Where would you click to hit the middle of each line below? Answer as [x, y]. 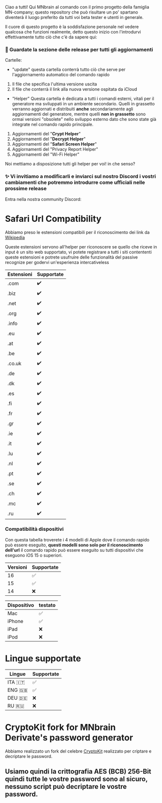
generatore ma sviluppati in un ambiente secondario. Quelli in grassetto [83, 104]
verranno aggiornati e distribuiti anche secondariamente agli [73, 109]
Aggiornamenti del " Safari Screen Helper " [54, 144]
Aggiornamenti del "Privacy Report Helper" [55, 149]
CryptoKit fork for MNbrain [60, 727]
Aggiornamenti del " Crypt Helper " [46, 134]
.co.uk [15, 363]
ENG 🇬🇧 [18, 690]
